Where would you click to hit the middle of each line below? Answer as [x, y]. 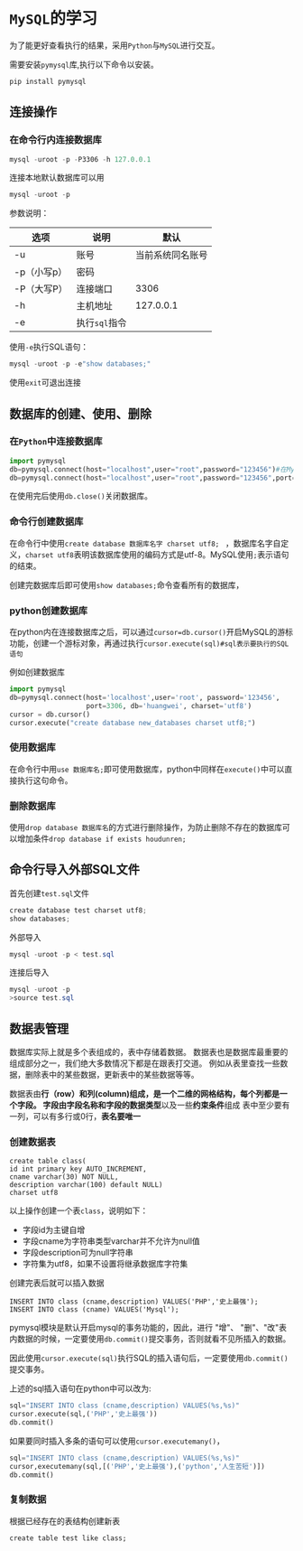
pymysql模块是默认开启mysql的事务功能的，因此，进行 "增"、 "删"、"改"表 [148, 1328]
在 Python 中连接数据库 [56, 442]
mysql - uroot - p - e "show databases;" [80, 364]
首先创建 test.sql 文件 [50, 893]
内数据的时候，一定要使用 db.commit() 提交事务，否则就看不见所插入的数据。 [150, 1339]
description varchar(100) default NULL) [87, 1185]
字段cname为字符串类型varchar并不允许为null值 [111, 1241]
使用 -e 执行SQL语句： [49, 347]
